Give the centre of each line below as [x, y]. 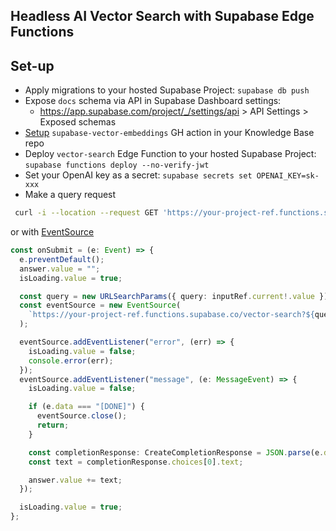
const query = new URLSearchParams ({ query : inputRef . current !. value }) [174, 296]
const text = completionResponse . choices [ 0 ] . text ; [136, 462]
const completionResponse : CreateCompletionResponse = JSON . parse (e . [176, 452]
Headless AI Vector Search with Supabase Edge [162, 16]
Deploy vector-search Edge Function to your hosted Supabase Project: [170, 154]
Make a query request [70, 195]
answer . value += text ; [75, 480]
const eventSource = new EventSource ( [100, 305]
